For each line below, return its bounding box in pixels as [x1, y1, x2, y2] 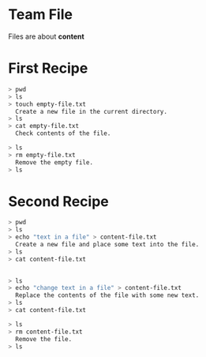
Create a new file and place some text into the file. [15, 241, 200, 249]
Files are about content [8, 32, 84, 41]
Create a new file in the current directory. [15, 107, 168, 115]
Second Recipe [8, 192, 109, 210]
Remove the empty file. [15, 158, 93, 167]
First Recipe [8, 59, 88, 77]
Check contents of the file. [15, 130, 111, 137]
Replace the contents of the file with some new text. [15, 291, 200, 299]
